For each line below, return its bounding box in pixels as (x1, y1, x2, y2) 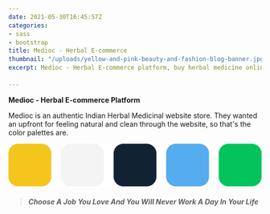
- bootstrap (8, 38, 48, 46)
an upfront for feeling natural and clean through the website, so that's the (8, 119, 252, 128)
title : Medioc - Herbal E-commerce (8, 46, 128, 55)
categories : (8, 21, 48, 30)
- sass (8, 30, 31, 38)
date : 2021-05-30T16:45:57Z (8, 13, 103, 21)
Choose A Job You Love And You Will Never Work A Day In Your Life (27, 197, 259, 207)
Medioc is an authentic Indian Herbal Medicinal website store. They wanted (8, 111, 258, 120)
